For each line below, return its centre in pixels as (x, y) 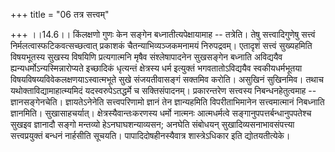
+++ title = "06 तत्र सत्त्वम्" (60, 14)
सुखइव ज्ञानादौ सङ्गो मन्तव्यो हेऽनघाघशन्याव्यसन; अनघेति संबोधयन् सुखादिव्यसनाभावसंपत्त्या (152, 124)
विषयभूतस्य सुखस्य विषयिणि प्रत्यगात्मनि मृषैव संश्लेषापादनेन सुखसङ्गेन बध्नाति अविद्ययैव (146, 57)
